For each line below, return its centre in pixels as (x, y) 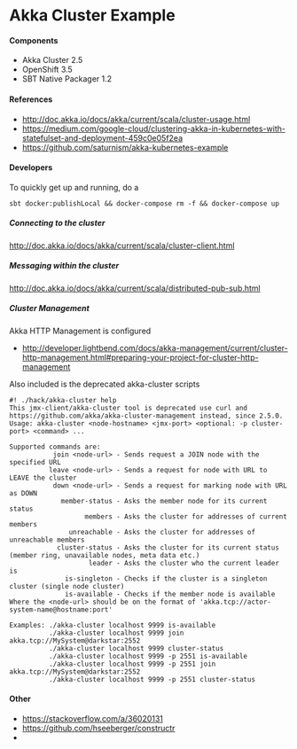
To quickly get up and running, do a (74, 187)
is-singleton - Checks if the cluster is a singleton (166, 578)
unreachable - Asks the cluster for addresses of (162, 532)
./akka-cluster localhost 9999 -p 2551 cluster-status (152, 679)
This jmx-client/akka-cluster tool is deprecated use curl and (129, 408)
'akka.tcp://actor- (235, 602)
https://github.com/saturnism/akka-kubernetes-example (125, 147)
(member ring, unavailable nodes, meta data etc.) (105, 555)
